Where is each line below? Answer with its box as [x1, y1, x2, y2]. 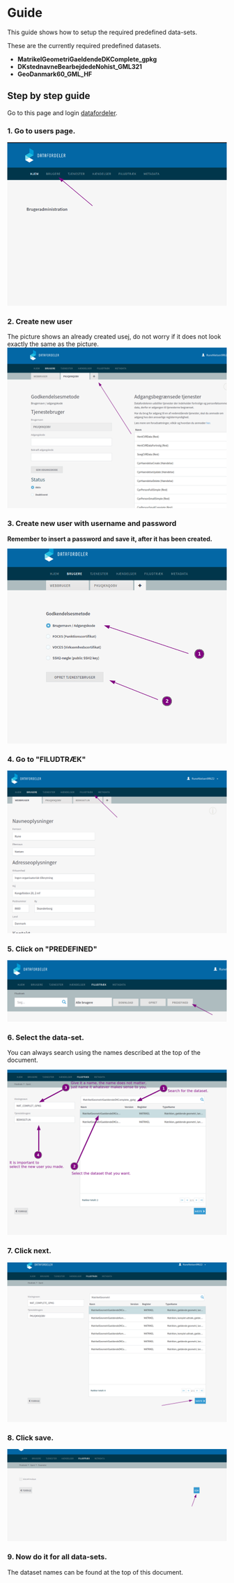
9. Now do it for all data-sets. [7, 1552, 107, 1562]
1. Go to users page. [7, 126, 76, 135]
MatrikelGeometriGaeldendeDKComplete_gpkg [17, 54, 157, 63]
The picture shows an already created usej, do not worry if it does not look [7, 333, 221, 341]
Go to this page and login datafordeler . [7, 108, 118, 117]
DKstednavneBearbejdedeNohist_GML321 [17, 62, 143, 70]
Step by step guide [7, 90, 91, 102]
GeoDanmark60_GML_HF [17, 70, 93, 78]
